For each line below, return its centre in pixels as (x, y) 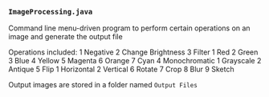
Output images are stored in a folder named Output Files (103, 85)
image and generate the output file (65, 37)
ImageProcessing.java (51, 12)
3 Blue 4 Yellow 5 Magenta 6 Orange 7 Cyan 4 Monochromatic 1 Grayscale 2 (135, 61)
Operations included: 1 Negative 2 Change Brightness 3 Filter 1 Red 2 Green (133, 52)
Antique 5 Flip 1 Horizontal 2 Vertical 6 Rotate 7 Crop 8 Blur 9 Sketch (121, 69)
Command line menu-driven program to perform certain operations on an (129, 28)
